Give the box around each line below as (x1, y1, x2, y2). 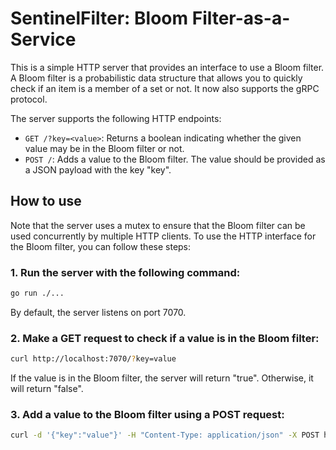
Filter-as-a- (191, 7, 291, 30)
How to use (10, 193, 82, 210)
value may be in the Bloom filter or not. (24, 142, 185, 154)
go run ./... (10, 288, 65, 299)
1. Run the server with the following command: (10, 265, 241, 279)
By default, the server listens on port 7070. (10, 306, 187, 318)
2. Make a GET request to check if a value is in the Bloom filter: (10, 331, 320, 345)
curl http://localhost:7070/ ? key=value (10, 354, 177, 364)
